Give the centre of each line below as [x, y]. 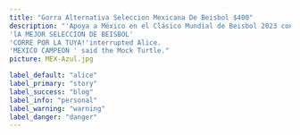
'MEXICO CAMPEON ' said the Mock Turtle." [89, 51]
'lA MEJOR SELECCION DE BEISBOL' [71, 34]
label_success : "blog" [51, 92]
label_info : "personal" [54, 100]
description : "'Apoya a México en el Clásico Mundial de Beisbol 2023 [143, 26]
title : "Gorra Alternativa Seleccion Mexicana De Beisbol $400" [131, 17]
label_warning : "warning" [57, 108]
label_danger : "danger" [54, 117]
